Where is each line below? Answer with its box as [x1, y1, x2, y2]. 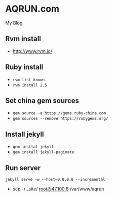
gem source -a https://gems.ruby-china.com [12, 111, 106, 116]
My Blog [5, 20, 23, 26]
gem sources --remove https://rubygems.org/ [12, 116, 108, 121]
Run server [5, 163, 41, 172]
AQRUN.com [5, 3, 60, 15]
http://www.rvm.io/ [12, 48, 52, 54]
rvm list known [12, 77, 45, 82]
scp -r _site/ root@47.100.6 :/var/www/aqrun [12, 186, 104, 192]
